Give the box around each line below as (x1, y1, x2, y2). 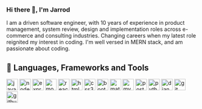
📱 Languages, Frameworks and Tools (6, 62, 149, 73)
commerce (6, 32, 33, 39)
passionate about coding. (6, 45, 70, 52)
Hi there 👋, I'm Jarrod (6, 5, 71, 14)
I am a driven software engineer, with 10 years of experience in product (6, 19, 185, 27)
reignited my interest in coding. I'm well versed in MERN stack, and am (6, 39, 183, 46)
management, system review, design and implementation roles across (6, 25, 181, 33)
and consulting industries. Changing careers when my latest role (34, 32, 197, 39)
